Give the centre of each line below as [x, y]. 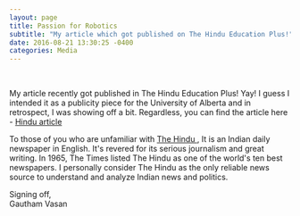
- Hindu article [36, 122]
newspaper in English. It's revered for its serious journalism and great [137, 149]
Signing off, [30, 195]
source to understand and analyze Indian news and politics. [119, 177]
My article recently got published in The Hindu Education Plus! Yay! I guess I [150, 94]
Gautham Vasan [38, 204]
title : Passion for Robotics [63, 26]
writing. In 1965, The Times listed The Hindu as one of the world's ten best [146, 158]
